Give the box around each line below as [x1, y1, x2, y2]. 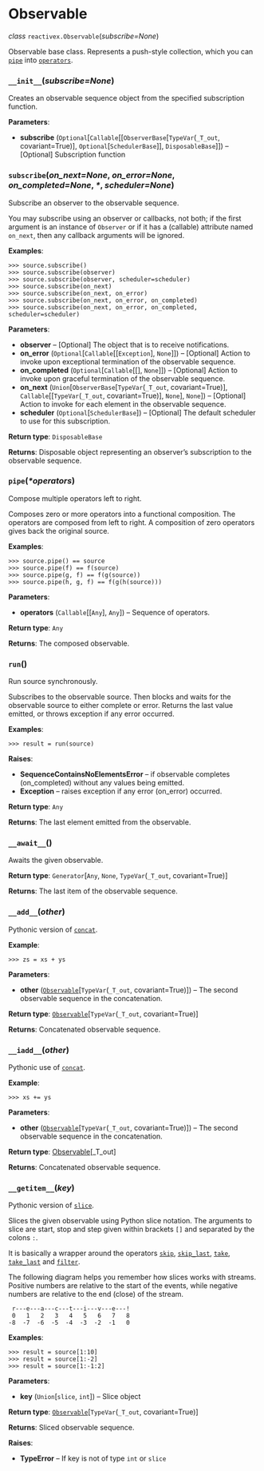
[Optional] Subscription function [19, 149, 126, 160]
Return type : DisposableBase [8, 431, 103, 441]
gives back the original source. [8, 526, 110, 535]
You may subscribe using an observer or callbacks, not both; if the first [8, 213, 242, 223]
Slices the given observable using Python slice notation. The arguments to [8, 1216, 253, 1226]
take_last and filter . [8, 1257, 81, 1266]
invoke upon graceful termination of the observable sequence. [19, 373, 226, 384]
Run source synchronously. [8, 677, 98, 686]
